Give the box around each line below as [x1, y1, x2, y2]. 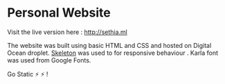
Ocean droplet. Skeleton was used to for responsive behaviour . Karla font [7, 49, 219, 57]
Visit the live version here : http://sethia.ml [7, 28, 128, 36]
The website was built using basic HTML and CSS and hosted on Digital [7, 41, 212, 49]
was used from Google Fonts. [7, 56, 91, 64]
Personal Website [7, 5, 111, 21]
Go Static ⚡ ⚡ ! [7, 69, 48, 78]
